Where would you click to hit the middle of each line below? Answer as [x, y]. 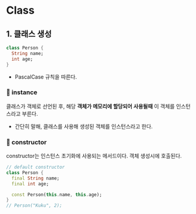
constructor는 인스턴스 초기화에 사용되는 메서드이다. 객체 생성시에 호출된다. [94, 156]
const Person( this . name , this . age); [57, 194]
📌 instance [22, 92]
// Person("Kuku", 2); [34, 206]
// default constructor [36, 168]
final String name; [36, 178]
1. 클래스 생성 [29, 34]
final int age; [30, 184]
